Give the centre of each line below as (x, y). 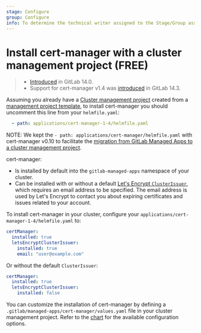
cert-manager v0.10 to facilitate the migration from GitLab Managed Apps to (100, 141)
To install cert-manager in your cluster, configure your (73, 214)
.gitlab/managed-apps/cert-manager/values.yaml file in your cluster (89, 311)
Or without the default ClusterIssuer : (52, 265)
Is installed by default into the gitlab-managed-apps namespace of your (102, 171)
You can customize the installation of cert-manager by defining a (86, 305)
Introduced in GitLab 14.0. (61, 82)
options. (16, 323)
